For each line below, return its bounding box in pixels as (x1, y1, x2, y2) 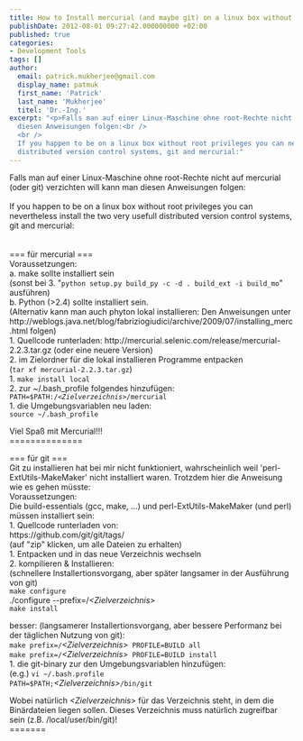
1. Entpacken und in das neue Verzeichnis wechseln (9, 548, 202, 559)
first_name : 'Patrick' (17, 88, 103, 97)
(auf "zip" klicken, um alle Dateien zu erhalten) (9, 538, 182, 550)
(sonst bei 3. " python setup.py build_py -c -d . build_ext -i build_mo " (9, 277, 284, 288)
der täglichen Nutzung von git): (9, 629, 125, 640)
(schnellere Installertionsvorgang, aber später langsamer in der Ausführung (9, 567, 289, 578)
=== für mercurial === (9, 249, 93, 260)
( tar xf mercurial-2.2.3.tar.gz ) (9, 363, 133, 374)
